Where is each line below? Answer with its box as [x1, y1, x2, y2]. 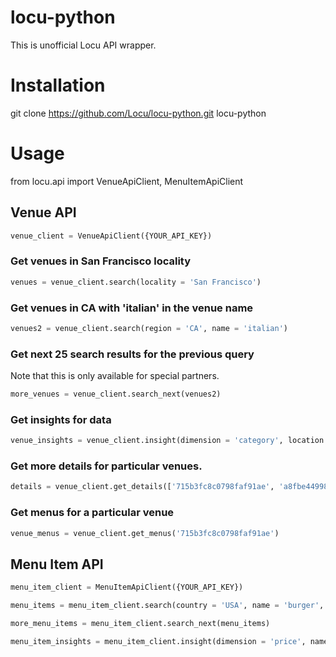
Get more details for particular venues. [10, 459, 203, 473]
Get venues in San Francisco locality [10, 254, 192, 268]
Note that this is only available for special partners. [10, 370, 220, 382]
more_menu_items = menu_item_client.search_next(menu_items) [10, 619, 271, 629]
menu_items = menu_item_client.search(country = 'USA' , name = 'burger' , [10, 601, 325, 611]
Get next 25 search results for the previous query [10, 347, 255, 361]
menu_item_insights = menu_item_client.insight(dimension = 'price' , [10, 636, 307, 646]
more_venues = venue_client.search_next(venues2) [10, 389, 222, 400]
